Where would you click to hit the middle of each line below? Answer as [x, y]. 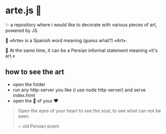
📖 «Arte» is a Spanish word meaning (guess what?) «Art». [66, 40]
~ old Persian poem [39, 126]
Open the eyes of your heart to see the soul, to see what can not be [89, 110]
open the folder [29, 84]
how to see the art [35, 72]
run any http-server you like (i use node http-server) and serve [79, 90]
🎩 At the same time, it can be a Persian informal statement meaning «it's [81, 50]
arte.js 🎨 [24, 11]
